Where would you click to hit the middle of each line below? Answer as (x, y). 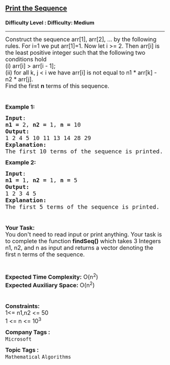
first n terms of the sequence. (45, 254)
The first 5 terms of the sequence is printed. (82, 207)
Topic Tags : (22, 350)
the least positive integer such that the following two (75, 53)
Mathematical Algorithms (38, 357)
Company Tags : (28, 332)
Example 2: (21, 162)
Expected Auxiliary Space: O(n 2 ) (50, 284)
